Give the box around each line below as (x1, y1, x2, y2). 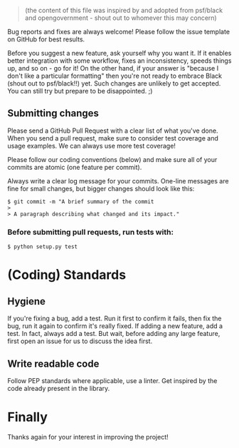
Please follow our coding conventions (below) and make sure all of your (7, 155, 218, 163)
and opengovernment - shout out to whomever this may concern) (24, 14, 217, 22)
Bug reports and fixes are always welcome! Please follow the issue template (7, 28, 230, 36)
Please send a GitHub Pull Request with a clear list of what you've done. (7, 126, 218, 135)
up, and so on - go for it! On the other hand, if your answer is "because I (7, 64, 219, 72)
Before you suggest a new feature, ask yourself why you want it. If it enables (7, 49, 232, 57)
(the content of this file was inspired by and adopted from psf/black (24, 6, 223, 14)
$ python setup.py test (7, 243, 78, 250)
